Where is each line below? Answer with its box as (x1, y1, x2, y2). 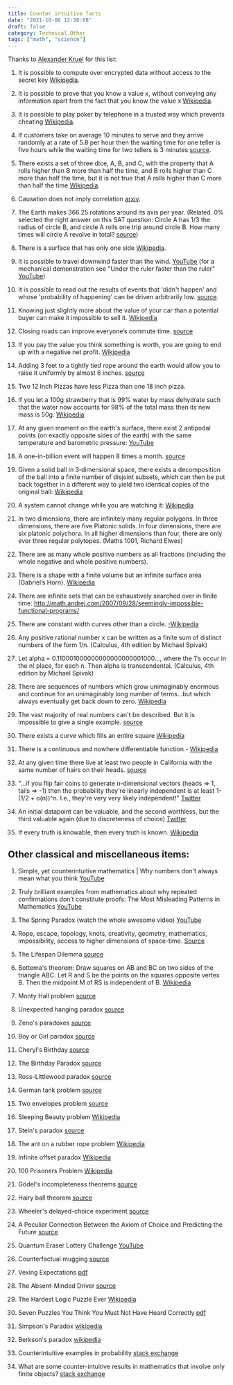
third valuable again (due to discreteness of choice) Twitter (17, 815, 187, 823)
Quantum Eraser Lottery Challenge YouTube (17, 1241, 144, 1250)
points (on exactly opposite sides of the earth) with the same (17, 431, 192, 439)
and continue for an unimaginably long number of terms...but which (17, 690, 211, 698)
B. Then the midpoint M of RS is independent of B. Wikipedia (17, 978, 191, 987)
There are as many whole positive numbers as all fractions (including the (17, 550, 226, 559)
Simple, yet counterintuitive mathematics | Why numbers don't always (17, 866, 218, 875)
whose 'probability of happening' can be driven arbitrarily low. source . (17, 293, 219, 301)
